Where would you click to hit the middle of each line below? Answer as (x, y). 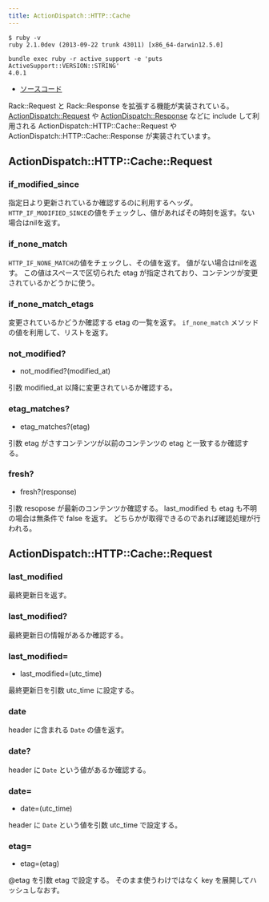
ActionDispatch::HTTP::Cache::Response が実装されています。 (111, 136)
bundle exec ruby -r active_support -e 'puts (85, 59)
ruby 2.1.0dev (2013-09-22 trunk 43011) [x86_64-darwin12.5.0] (116, 45)
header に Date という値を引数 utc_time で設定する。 (95, 825)
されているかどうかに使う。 (54, 282)
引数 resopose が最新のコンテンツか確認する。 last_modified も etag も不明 (133, 508)
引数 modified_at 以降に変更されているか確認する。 (93, 388)
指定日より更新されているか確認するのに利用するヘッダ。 (103, 203)
